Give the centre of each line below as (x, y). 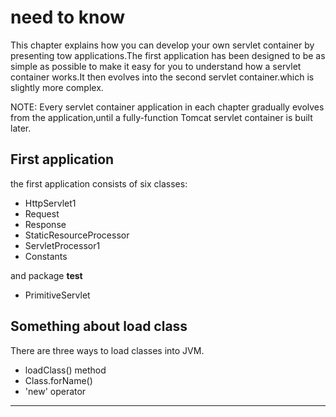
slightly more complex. (57, 87)
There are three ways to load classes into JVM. (107, 350)
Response (45, 224)
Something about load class (99, 326)
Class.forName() (58, 380)
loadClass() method (65, 370)
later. (21, 128)
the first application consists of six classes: (99, 183)
